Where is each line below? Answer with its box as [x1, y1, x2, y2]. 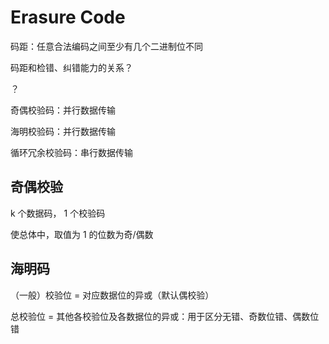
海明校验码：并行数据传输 [10, 125, 116, 137]
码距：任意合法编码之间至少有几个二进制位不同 [10, 40, 203, 52]
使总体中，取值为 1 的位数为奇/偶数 [10, 228, 154, 240]
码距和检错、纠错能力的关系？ [10, 61, 133, 73]
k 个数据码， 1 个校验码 [10, 207, 106, 219]
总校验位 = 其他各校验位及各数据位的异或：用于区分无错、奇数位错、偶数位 [10, 310, 320, 322]
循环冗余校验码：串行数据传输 [10, 146, 133, 158]
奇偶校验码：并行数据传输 [10, 104, 116, 116]
